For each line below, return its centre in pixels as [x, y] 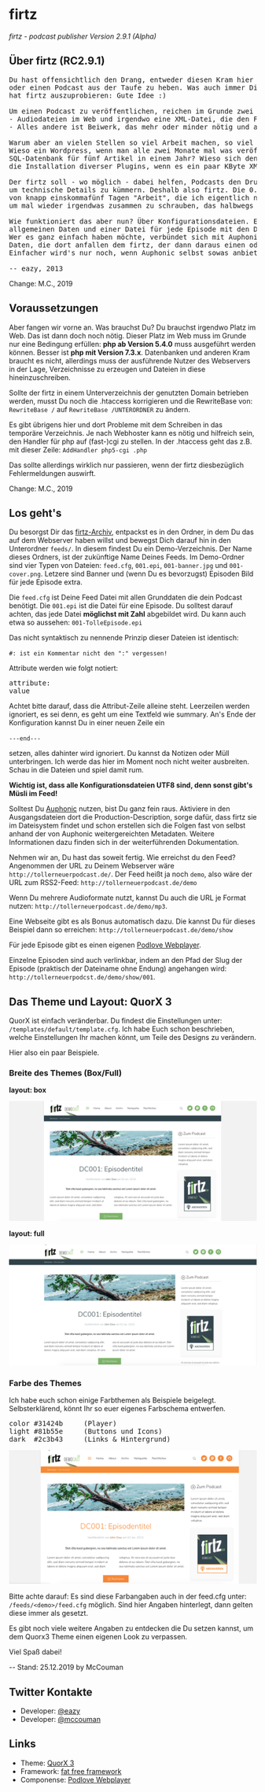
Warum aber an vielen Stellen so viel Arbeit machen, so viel [131, 142]
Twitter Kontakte [51, 1692]
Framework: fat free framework [71, 1771]
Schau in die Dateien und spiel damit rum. [76, 770]
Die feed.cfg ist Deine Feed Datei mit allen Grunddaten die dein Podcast [126, 597]
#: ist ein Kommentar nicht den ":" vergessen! [88, 654]
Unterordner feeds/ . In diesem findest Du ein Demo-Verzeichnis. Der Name [131, 549]
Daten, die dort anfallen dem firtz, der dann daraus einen [127, 245]
